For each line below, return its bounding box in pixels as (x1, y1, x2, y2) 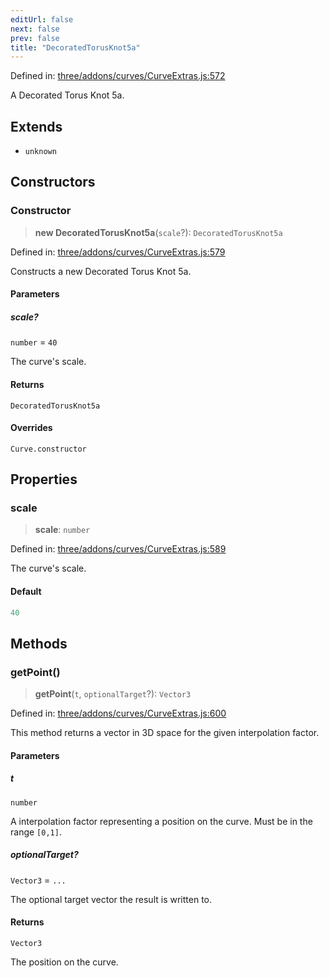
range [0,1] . (10, 826, 62, 838)
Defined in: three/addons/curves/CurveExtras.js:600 (10, 707, 227, 720)
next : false (10, 24, 60, 34)
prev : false (10, 33, 60, 43)
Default (10, 586, 42, 597)
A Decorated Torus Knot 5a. (10, 89, 125, 101)
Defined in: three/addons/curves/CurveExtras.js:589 (10, 543, 227, 555)
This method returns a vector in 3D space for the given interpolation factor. (10, 727, 320, 739)
